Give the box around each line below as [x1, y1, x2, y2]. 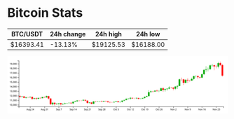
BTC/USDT [11, 30, 43, 38]
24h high [95, 30, 123, 38]
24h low [135, 30, 160, 38]
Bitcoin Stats [7, 5, 83, 21]
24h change [50, 30, 86, 38]
